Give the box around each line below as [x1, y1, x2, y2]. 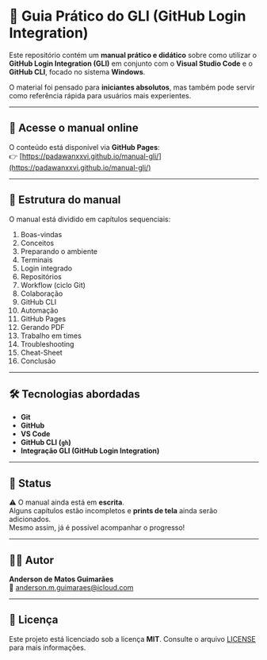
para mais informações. [9, 643, 86, 652]
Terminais [20, 255, 53, 264]
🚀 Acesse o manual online [9, 121, 139, 135]
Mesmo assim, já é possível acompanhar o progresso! [9, 523, 185, 532]
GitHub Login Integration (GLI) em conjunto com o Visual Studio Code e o [9, 59, 253, 68]
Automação [20, 305, 59, 315]
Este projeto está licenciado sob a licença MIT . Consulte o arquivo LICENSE [9, 634, 256, 643]
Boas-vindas [20, 229, 63, 239]
